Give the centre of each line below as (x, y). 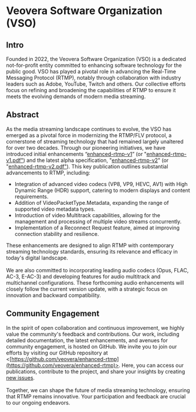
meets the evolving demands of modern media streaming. (76, 96)
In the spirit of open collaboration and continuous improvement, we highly (95, 327)
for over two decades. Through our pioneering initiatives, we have (86, 147)
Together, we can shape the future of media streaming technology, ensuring (98, 390)
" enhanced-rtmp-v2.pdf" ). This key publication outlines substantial (87, 166)
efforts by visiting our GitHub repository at (57, 353)
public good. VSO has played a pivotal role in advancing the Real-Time (91, 71)
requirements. (31, 196)
